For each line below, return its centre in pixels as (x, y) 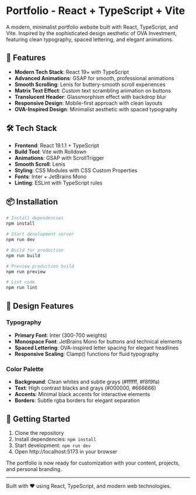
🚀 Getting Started (38, 419)
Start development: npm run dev (52, 445)
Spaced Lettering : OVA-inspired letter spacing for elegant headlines (97, 348)
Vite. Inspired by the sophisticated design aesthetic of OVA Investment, (91, 33)
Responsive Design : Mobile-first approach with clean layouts (88, 103)
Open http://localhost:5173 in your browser (66, 451)
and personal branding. (34, 469)
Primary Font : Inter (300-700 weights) (61, 335)
